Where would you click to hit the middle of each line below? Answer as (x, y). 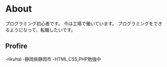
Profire (16, 46)
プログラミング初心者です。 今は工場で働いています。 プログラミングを (79, 23)
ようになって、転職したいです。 (42, 30)
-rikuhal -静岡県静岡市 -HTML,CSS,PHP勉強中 (53, 59)
